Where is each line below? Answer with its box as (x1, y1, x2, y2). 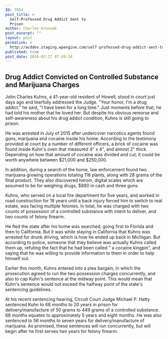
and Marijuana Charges (5, 80, 80, 89)
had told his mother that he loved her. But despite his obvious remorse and (5, 110, 159, 116)
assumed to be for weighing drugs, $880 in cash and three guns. (5, 183, 139, 189)
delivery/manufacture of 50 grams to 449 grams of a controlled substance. (5, 307, 160, 313)
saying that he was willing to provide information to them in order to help (5, 250, 154, 256)
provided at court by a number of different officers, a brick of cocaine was (5, 141, 158, 147)
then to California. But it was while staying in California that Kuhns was (5, 229, 150, 235)
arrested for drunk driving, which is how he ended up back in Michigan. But (5, 234, 160, 240)
